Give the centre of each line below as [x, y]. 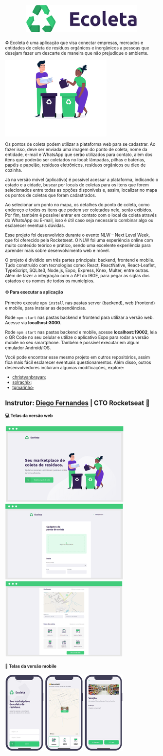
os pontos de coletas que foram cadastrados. [51, 195]
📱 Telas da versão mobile [31, 666]
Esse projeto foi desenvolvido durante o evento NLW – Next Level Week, [77, 235]
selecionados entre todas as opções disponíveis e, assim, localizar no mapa [81, 190]
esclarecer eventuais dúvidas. [35, 225]
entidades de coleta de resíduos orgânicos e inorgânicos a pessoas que [77, 48]
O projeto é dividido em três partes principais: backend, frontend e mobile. [80, 260]
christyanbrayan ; [29, 377]
